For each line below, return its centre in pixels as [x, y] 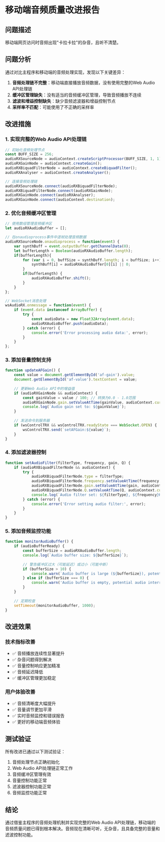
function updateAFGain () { [33, 370]
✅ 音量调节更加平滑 [32, 709]
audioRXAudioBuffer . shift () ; [61, 278]
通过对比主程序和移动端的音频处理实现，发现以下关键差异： [65, 72]
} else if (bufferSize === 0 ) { [56, 578]
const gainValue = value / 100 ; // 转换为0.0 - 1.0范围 [79, 398]
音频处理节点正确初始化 [36, 762]
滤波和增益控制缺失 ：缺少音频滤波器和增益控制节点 [64, 101]
